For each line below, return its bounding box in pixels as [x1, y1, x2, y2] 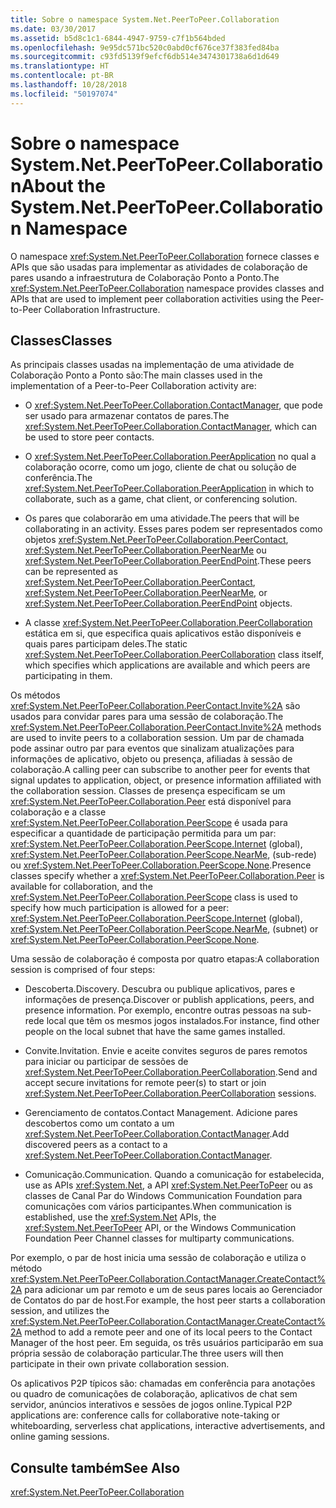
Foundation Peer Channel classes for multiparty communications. [24, 1232, 295, 1245]
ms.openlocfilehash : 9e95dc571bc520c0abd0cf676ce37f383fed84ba [10, 42, 280, 53]
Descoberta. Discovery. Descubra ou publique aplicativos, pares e [24, 983, 296, 995]
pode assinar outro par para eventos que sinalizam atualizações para [10, 742, 295, 755]
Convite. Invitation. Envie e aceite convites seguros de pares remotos [24, 1045, 308, 1057]
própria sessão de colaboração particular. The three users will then [10, 1347, 284, 1360]
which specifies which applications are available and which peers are [24, 659, 311, 671]
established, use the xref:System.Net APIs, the [24, 1211, 217, 1223]
